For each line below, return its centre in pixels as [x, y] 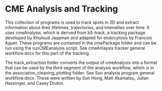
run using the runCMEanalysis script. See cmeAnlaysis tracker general [75, 48]
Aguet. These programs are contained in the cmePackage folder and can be [81, 43]
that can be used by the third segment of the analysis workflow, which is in [80, 68]
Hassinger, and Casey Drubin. [35, 83]
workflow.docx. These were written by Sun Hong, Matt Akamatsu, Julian [77, 78]
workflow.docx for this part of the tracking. [48, 53]
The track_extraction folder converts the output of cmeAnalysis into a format [81, 62]
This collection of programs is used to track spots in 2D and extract [72, 22]
